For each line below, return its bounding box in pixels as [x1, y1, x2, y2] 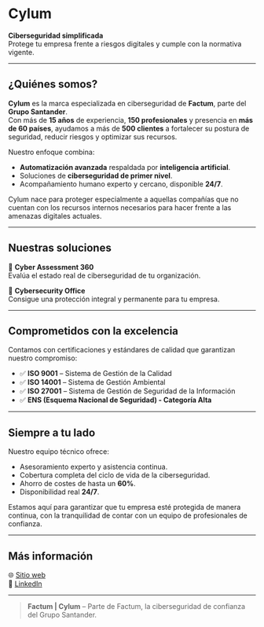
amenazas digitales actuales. [8, 211, 102, 220]
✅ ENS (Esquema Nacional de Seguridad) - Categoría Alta [19, 395, 212, 405]
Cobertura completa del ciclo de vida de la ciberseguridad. [19, 470, 211, 480]
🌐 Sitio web [8, 570, 46, 579]
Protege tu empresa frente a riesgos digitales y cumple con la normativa [8, 39, 242, 48]
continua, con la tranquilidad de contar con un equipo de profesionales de [8, 511, 247, 520]
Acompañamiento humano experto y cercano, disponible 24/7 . [19, 179, 223, 189]
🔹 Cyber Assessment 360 [8, 262, 94, 271]
